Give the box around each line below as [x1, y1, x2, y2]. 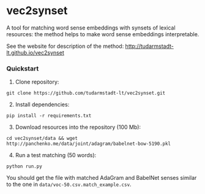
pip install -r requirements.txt [6, 113, 92, 119]
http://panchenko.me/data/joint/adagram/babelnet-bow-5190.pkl [6, 141, 171, 147]
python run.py [6, 163, 43, 169]
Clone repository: [15, 78, 59, 86]
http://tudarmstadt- [125, 42, 174, 50]
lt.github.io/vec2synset [6, 49, 64, 56]
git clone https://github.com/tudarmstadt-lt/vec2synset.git [6, 90, 166, 96]
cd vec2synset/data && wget [6, 136, 78, 142]
